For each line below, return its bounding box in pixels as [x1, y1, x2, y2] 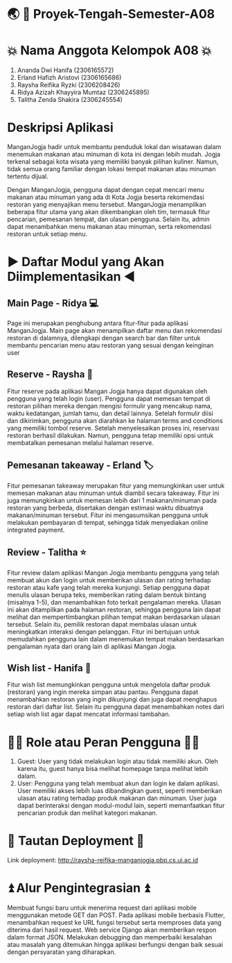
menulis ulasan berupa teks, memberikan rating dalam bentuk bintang [7, 591, 206, 599]
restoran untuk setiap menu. [7, 230, 88, 238]
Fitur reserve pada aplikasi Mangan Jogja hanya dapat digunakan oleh [7, 387, 208, 395]
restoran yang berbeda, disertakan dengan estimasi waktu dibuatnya [7, 503, 204, 512]
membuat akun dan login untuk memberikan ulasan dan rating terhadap [7, 575, 211, 584]
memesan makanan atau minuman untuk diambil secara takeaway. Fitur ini [7, 489, 220, 497]
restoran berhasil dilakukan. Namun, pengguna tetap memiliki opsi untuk [7, 431, 214, 440]
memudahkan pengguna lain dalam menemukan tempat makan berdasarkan [7, 634, 224, 643]
